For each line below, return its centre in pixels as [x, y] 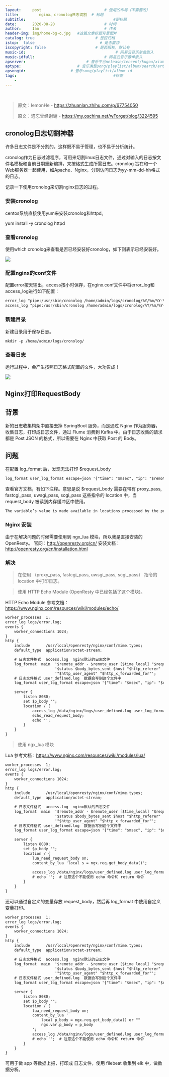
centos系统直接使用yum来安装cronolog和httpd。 [56, 213]
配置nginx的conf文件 [31, 273]
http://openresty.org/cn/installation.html [47, 549]
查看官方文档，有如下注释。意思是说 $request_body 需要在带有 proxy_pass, [83, 488]
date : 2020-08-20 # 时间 [61, 24]
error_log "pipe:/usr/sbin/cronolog [44, 301]
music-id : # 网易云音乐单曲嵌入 [80, 52]
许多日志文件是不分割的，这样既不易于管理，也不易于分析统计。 [71, 146]
